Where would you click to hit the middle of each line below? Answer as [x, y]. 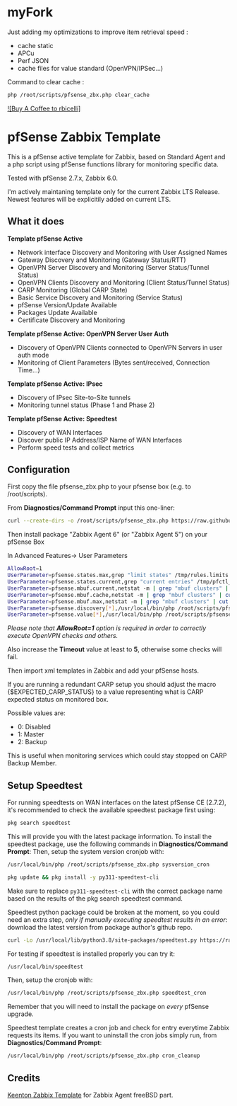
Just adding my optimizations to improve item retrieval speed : [98, 32]
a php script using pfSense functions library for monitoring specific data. [113, 164]
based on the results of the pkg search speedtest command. [95, 898]
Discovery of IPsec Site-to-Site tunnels [74, 397]
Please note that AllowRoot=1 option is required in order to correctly [107, 628]
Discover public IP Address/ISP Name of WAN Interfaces [99, 440]
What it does [36, 221]
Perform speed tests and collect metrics [76, 447]
